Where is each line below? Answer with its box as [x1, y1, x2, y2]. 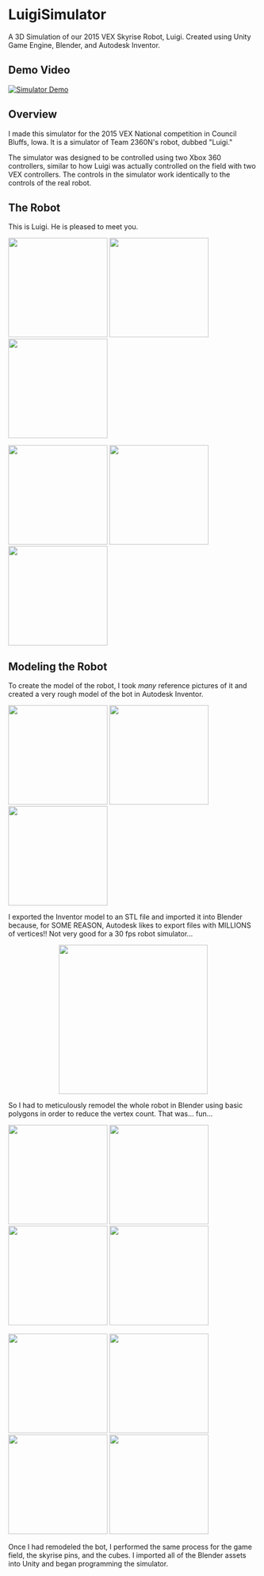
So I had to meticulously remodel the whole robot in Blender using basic [8, 1100, 243, 1111]
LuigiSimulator [8, 6, 107, 24]
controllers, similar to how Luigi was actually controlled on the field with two [8, 161, 256, 170]
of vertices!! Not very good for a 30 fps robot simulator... [8, 929, 193, 939]
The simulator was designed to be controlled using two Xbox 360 [8, 153, 222, 162]
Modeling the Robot [8, 660, 108, 673]
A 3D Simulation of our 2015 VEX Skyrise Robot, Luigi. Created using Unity [8, 32, 251, 41]
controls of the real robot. [8, 177, 92, 188]
